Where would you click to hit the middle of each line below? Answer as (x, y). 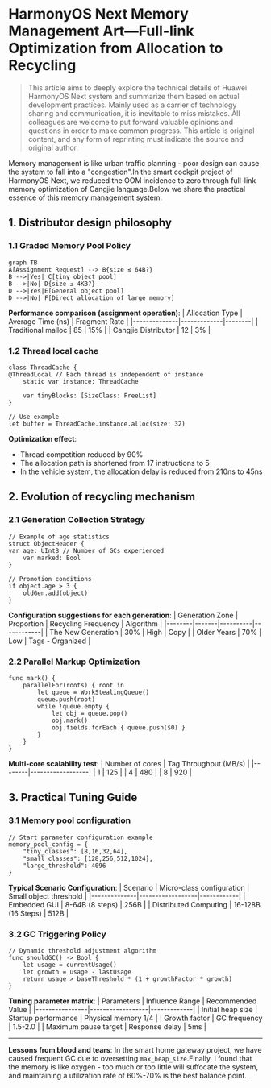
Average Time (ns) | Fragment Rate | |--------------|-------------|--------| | (133, 321)
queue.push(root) (66, 699)
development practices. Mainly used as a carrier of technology (132, 105)
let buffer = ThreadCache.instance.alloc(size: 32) (97, 424)
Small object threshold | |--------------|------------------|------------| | (127, 896)
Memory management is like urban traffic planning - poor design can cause (134, 163)
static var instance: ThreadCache (81, 381)
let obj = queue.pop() (90, 713)
